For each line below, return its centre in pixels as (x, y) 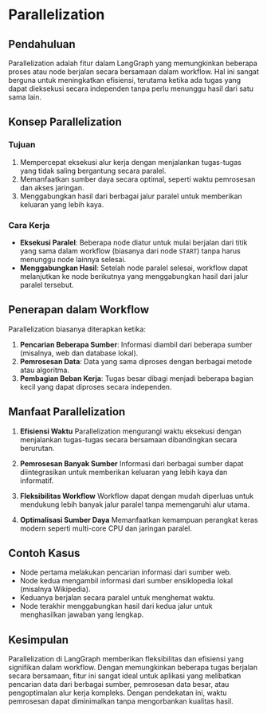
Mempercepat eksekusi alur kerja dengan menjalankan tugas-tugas (130, 162)
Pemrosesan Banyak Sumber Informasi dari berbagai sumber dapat (132, 463)
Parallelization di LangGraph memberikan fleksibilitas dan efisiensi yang (126, 659)
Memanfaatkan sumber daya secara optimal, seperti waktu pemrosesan (137, 179)
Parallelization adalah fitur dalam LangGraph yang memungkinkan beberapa (133, 63)
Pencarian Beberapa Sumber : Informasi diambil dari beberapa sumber (136, 344)
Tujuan (22, 145)
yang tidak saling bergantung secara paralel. (93, 171)
